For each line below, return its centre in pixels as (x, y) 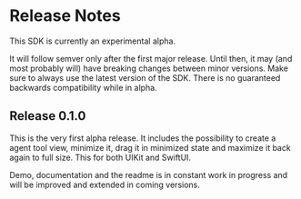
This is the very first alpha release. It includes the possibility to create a (143, 138)
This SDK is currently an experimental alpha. (92, 41)
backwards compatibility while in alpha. (83, 87)
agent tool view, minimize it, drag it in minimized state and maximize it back (150, 147)
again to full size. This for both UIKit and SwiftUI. (100, 157)
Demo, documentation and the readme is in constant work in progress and (149, 174)
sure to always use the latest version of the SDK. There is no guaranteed (145, 77)
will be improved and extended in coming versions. (105, 184)
